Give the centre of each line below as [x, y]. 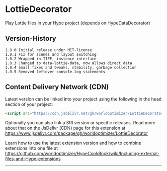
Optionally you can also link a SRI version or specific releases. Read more [80, 123]
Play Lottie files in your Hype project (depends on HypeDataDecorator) [78, 23]
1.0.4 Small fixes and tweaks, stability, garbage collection [71, 67]
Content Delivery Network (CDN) [57, 87]
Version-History [31, 39]
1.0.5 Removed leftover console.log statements [55, 72]
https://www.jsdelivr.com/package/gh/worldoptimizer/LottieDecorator [77, 133]
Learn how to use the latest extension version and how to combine [73, 143]
